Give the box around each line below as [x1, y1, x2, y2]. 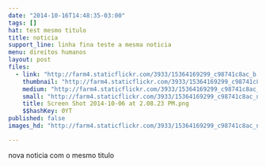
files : [8, 63, 30, 71]
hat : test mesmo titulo [8, 26, 87, 34]
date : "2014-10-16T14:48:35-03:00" [8, 11, 126, 20]
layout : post [8, 56, 51, 64]
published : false [8, 115, 66, 123]
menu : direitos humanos [8, 48, 87, 56]
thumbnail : [22, 77, 59, 85]
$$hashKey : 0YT [22, 108, 73, 115]
